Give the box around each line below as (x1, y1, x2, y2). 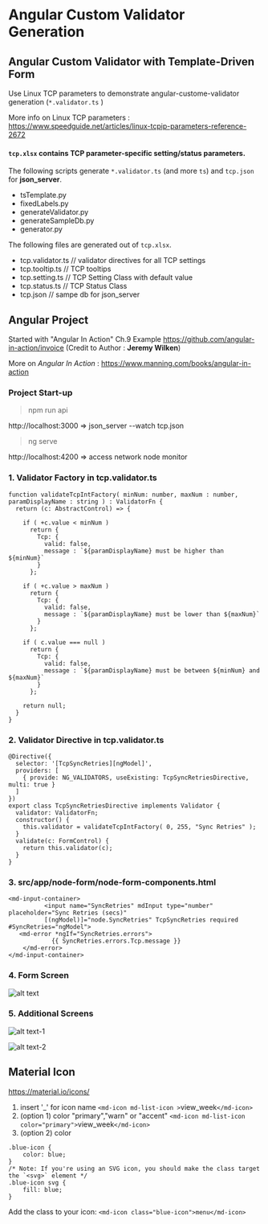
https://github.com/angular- (163, 335, 255, 344)
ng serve (27, 437, 58, 446)
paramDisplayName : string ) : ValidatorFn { (8, 497, 163, 506)
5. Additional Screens (8, 1008, 94, 1019)
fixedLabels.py (19, 199, 69, 208)
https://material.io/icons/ (8, 1086, 90, 1096)
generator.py (19, 224, 63, 234)
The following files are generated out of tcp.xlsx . (8, 240, 173, 250)
